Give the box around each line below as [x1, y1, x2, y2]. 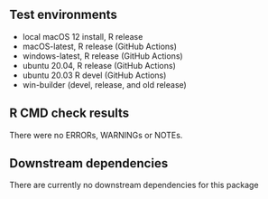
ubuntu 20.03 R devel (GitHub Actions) [22, 70, 167, 81]
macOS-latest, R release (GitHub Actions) [22, 41, 178, 52]
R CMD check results [9, 106, 130, 121]
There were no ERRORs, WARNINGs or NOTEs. [9, 129, 183, 140]
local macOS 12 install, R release [22, 31, 143, 42]
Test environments [9, 7, 117, 23]
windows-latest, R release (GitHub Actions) [22, 50, 183, 62]
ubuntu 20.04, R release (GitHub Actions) [22, 60, 176, 71]
